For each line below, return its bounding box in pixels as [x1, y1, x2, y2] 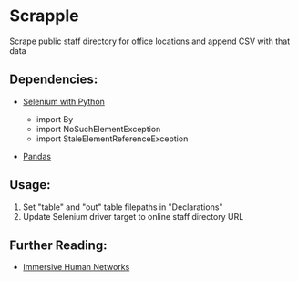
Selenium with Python [22, 96, 105, 107]
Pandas [22, 151, 52, 161]
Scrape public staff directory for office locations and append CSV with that [9, 36, 291, 47]
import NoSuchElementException [36, 123, 161, 134]
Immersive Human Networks [22, 262, 130, 273]
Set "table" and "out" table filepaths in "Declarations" [22, 202, 223, 213]
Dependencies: [9, 72, 98, 88]
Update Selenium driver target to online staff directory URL [22, 211, 244, 222]
